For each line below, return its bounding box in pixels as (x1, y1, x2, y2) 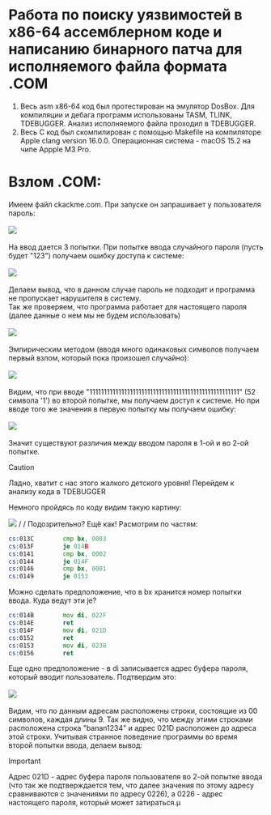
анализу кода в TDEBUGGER (8, 486, 107, 496)
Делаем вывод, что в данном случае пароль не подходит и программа (8, 284, 256, 294)
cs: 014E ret (8, 619, 74, 627)
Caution (8, 462, 35, 472)
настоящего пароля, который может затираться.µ (8, 798, 181, 808)
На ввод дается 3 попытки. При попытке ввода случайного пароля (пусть (8, 241, 264, 252)
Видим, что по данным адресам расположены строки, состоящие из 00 (8, 706, 258, 716)
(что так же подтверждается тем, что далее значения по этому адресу (8, 780, 255, 791)
